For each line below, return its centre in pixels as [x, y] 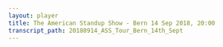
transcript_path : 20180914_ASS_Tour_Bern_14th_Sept [96, 30]
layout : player [33, 16]
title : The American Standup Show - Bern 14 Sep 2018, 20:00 [112, 23]
